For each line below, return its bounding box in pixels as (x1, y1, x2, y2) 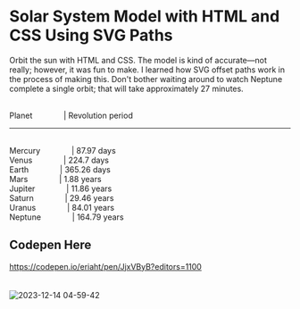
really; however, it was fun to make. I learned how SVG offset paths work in (9, 64, 286, 75)
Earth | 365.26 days (9, 163, 112, 175)
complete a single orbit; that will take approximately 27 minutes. (9, 83, 244, 94)
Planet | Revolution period (9, 110, 134, 121)
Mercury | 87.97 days (9, 145, 116, 155)
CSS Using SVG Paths (9, 25, 173, 46)
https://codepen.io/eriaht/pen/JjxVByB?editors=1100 (9, 261, 203, 271)
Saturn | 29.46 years (9, 192, 114, 203)
